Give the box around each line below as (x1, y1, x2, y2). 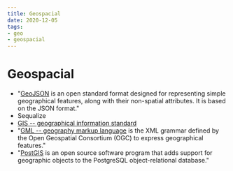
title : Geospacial (7, 10, 61, 17)
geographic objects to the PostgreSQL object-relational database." (17, 156, 210, 165)
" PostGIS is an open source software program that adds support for (17, 149, 213, 157)
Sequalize (17, 112, 47, 120)
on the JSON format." (17, 104, 80, 112)
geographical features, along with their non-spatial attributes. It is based (17, 97, 226, 105)
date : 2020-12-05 (7, 17, 58, 24)
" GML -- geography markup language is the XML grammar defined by (17, 126, 219, 135)
